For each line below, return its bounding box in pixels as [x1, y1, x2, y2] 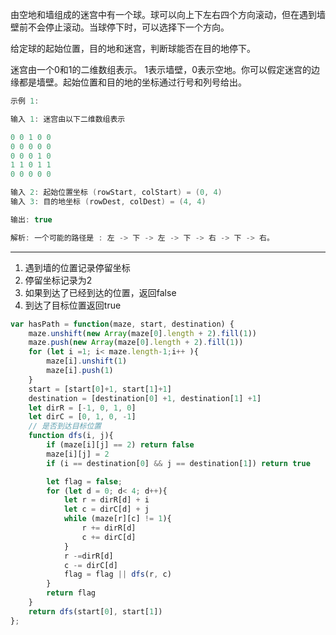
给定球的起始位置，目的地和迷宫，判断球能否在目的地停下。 [10, 43, 256, 54]
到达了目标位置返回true [24, 299, 122, 311]
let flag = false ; [46, 476, 123, 487]
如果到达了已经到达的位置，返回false [24, 286, 177, 298]
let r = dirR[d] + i [63, 495, 150, 505]
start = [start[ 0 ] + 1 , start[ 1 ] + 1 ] [28, 384, 172, 394]
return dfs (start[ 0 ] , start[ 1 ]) [28, 606, 163, 617]
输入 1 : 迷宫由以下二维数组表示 [10, 114, 126, 124]
